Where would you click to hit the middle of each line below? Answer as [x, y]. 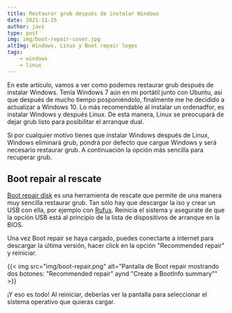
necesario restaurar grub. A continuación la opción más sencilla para [106, 150]
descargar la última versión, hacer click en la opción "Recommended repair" [116, 246]
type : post [23, 33]
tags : [15, 53]
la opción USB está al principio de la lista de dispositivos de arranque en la [114, 217]
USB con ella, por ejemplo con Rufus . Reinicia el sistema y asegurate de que [116, 210]
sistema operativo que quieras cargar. [61, 302]
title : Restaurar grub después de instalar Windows [83, 14]
